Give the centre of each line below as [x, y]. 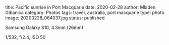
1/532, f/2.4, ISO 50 [25, 37]
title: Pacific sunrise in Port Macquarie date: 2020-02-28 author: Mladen [80, 7]
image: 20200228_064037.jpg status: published [55, 18]
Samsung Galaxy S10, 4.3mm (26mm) [44, 27]
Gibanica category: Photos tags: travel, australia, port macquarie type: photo [85, 12]
